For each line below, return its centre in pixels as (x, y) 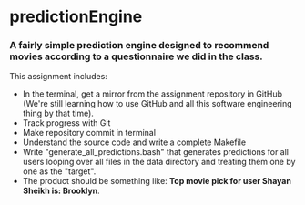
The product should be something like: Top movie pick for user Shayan (157, 181)
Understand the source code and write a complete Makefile (134, 142)
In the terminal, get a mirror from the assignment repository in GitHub (152, 94)
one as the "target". (59, 171)
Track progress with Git (66, 123)
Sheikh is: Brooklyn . (61, 191)
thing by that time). (58, 113)
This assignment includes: (58, 77)
